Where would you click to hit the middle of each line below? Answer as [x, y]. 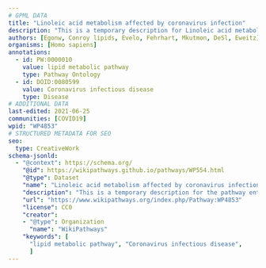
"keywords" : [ [46, 237]
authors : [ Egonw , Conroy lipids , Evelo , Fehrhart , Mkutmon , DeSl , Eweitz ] [134, 38]
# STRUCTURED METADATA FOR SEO [60, 133]
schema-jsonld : [33, 155]
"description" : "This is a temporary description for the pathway [134, 192]
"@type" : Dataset [51, 178]
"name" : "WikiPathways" [68, 230]
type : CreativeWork [47, 148]
